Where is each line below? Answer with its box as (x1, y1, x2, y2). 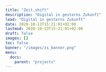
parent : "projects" (14, 59, 56, 64)
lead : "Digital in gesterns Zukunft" (5, 17, 86, 22)
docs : (10, 54, 22, 60)
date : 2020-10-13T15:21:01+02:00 (5, 21, 76, 27)
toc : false (5, 41, 29, 46)
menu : (5, 50, 17, 55)
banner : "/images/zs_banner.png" (5, 45, 76, 50)
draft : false (5, 31, 33, 36)
